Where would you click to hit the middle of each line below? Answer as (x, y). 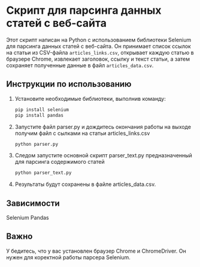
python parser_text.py (43, 173)
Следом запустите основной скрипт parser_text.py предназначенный (104, 155)
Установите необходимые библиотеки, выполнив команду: (90, 98)
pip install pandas (39, 115)
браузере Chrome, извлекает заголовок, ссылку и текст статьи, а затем (98, 59)
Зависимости (33, 203)
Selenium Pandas (28, 218)
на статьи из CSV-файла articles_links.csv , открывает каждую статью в (100, 52)
